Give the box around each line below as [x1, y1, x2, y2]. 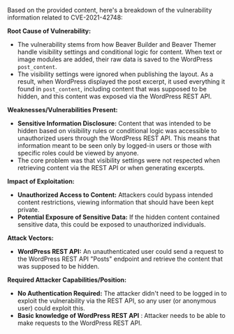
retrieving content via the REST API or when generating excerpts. [17, 164, 205, 172]
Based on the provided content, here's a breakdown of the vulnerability [7, 6, 212, 14]
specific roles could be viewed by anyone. [17, 149, 139, 157]
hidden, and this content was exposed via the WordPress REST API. [17, 92, 212, 100]
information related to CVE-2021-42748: [7, 13, 124, 22]
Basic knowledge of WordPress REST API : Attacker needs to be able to [17, 312, 226, 319]
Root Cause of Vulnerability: [7, 27, 92, 35]
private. [17, 206, 40, 213]
